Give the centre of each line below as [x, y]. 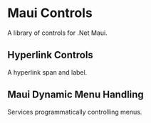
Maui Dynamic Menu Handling [75, 95]
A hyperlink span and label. [47, 72]
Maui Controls [50, 13]
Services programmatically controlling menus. [75, 112]
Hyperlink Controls [51, 55]
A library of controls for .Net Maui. [58, 33]
